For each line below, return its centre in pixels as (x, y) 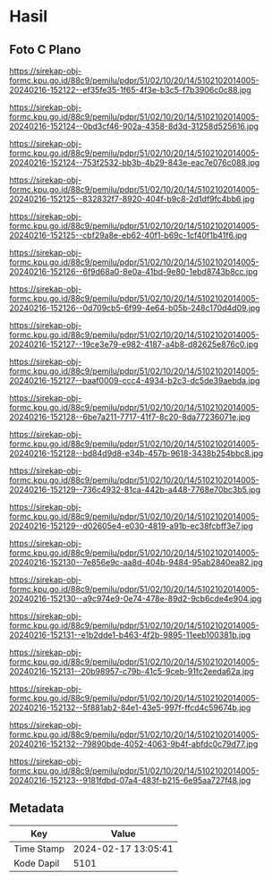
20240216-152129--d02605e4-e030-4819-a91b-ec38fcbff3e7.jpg (131, 526)
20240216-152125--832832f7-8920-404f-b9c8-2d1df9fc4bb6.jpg (132, 199)
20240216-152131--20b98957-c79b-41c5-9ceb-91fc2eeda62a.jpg (132, 671)
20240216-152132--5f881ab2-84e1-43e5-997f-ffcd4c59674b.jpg (130, 707)
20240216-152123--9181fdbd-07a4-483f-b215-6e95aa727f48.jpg (130, 780)
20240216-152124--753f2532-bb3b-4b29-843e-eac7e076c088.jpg (135, 162)
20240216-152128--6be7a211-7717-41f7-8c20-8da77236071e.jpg (130, 417)
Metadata (37, 808)
